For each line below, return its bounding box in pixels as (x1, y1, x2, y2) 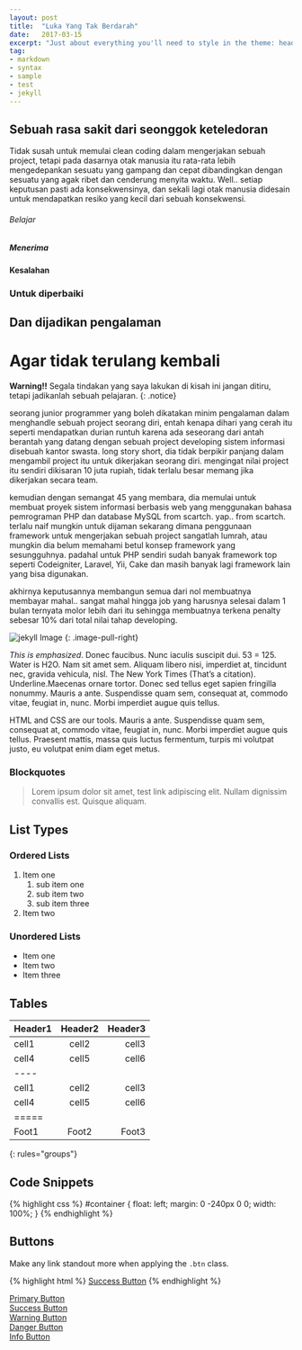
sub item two (35, 888, 84, 900)
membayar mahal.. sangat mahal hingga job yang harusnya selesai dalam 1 (9, 596, 286, 607)
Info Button (9, 1331, 51, 1342)
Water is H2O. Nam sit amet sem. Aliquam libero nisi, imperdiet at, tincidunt (9, 659, 288, 670)
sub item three (35, 898, 90, 909)
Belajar (9, 213, 36, 225)
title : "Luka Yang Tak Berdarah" (9, 22, 139, 31)
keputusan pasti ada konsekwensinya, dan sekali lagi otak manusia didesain (9, 184, 290, 194)
